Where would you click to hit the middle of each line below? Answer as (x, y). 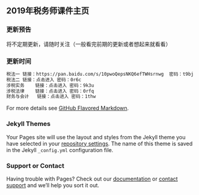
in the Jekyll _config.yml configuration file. (60, 150)
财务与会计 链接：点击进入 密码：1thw (51, 97)
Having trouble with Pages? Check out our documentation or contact (92, 179)
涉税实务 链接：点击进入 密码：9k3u (50, 85)
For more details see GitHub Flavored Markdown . (68, 108)
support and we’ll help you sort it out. (53, 185)
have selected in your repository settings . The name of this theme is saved (99, 144)
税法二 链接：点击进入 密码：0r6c (44, 80)
